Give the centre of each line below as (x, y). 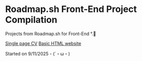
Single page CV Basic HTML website (43, 43)
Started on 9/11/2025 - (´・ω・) (38, 53)
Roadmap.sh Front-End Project (71, 9)
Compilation (31, 20)
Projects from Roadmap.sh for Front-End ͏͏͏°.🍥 (51, 33)
